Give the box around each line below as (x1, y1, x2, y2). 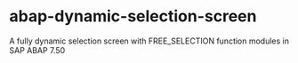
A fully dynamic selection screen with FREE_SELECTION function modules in (9, 35, 290, 46)
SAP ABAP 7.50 (9, 44, 66, 55)
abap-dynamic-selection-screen (9, 6, 257, 27)
